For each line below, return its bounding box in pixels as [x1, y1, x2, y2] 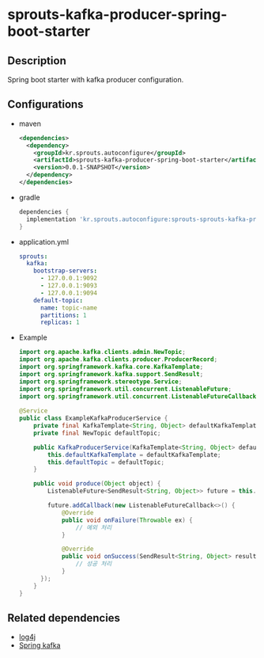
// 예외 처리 [75, 523, 112, 531]
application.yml [18, 237, 69, 246]
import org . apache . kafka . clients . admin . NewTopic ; [18, 348, 187, 356]
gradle [18, 192, 40, 202]
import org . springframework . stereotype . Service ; [18, 378, 183, 386]
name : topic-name [40, 303, 98, 312]
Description [7, 54, 66, 67]
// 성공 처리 [75, 560, 112, 568]
